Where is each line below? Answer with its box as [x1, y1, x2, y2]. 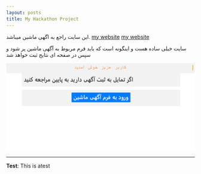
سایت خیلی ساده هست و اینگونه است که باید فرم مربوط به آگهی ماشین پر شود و [6, 45, 187, 52]
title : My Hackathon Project [6, 16, 79, 22]
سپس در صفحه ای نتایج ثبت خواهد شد [6, 51, 91, 58]
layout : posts [6, 10, 42, 16]
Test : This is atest [6, 162, 50, 169]
